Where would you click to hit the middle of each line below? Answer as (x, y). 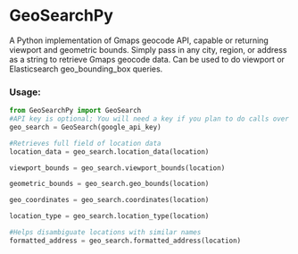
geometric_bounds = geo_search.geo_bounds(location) (109, 184)
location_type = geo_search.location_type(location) (109, 216)
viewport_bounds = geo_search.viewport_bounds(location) (117, 168)
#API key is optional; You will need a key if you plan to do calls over (149, 119)
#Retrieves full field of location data (86, 143)
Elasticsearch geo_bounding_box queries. (86, 69)
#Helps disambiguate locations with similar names (105, 233)
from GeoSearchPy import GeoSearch (75, 111)
